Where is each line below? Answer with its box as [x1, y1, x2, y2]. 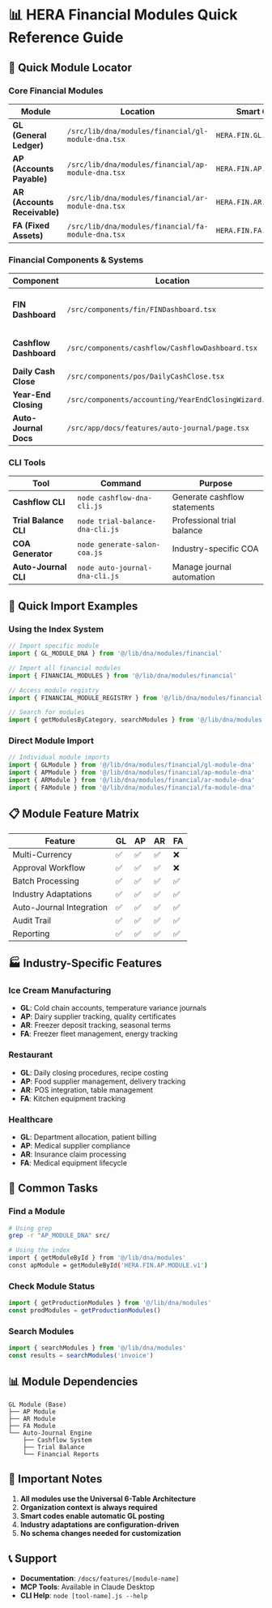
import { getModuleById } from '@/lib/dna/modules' [8, 1254, 186, 1262]
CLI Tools [8, 457, 46, 468]
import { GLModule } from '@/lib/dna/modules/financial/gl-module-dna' [8, 761, 255, 769]
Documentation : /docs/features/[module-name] [19, 1573, 180, 1583]
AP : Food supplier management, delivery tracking [19, 1076, 186, 1086]
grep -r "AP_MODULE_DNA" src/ [8, 1232, 111, 1240]
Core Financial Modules [8, 85, 104, 96]
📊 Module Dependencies [8, 1375, 138, 1389]
